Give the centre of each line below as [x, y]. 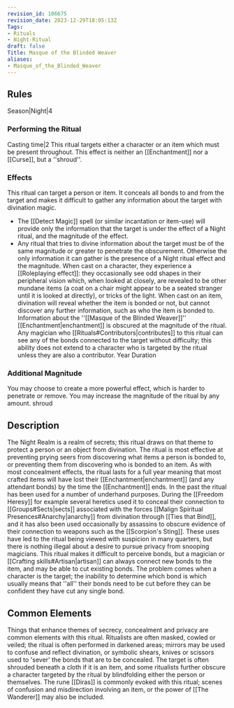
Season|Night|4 [30, 111]
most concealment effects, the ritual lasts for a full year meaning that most [114, 472]
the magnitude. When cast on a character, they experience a [104, 266]
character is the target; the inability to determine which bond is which [107, 576]
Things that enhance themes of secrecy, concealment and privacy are [108, 630]
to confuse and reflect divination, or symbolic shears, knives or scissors [111, 652]
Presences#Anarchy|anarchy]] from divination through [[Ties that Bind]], [112, 517]
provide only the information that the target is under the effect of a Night [121, 229]
